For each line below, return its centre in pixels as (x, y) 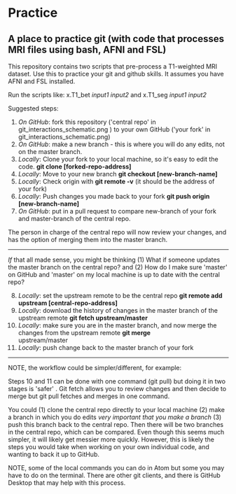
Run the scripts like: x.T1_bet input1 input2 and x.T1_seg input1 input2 (107, 95)
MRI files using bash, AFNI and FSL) (87, 49)
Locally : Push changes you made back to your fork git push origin (114, 196)
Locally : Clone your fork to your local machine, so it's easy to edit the (118, 159)
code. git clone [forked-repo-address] (75, 167)
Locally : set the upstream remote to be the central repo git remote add (120, 296)
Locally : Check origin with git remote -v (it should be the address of (116, 181)
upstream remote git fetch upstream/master (83, 318)
